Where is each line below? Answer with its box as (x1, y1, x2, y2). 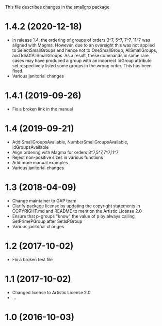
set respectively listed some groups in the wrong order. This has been (12, 62, 152, 68)
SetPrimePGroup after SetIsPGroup (12, 218, 82, 224)
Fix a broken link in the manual (12, 106, 73, 112)
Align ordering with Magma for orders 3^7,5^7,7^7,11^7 (12, 149, 119, 155)
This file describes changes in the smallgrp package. (5, 4, 111, 10)
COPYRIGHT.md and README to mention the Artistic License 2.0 (12, 208, 142, 214)
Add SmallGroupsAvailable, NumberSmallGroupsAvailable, (12, 139, 129, 145)
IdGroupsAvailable (12, 144, 49, 150)
